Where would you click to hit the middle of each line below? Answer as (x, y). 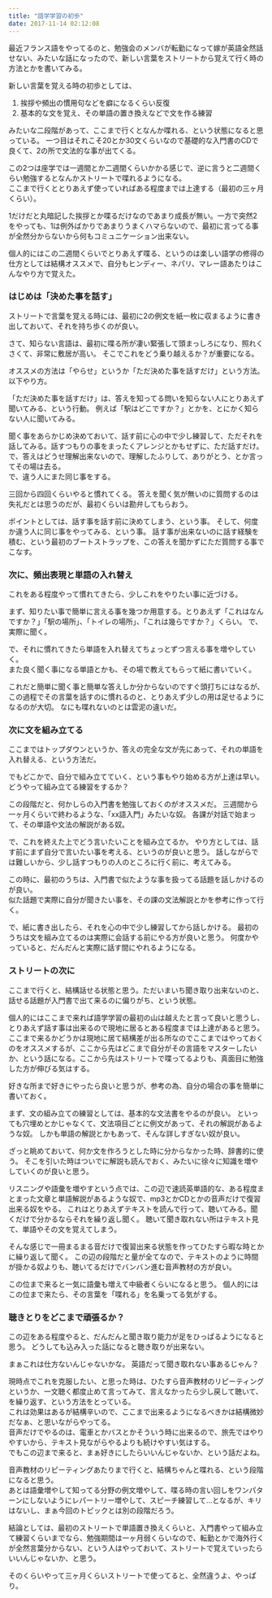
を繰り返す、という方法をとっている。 (72, 1401)
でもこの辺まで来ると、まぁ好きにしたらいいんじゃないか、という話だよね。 (136, 1452)
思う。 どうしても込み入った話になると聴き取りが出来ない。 (108, 1347)
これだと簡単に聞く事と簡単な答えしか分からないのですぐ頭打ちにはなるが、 (136, 687)
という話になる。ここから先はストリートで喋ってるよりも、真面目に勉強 (143, 1058)
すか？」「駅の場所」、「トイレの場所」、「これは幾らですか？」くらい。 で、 (138, 622)
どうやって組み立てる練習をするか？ (69, 787)
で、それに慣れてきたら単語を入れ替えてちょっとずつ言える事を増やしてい (132, 649)
